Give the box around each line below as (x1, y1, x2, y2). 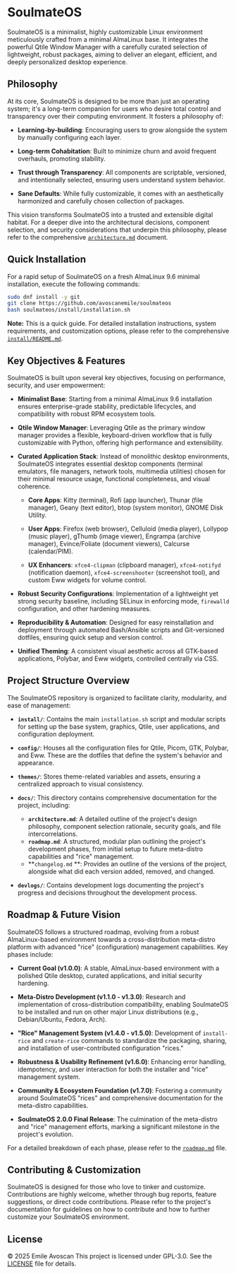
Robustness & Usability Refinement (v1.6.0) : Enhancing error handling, (17, 1057, 227, 1066)
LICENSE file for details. (7, 1259, 77, 1268)
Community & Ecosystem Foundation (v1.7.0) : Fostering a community (17, 1086, 223, 1095)
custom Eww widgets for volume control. (27, 576, 147, 584)
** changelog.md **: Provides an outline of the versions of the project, (27, 859, 228, 868)
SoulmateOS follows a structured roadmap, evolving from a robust (7, 927, 199, 936)
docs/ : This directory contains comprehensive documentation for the (17, 793, 217, 802)
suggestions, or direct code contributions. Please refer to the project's (7, 1198, 211, 1206)
